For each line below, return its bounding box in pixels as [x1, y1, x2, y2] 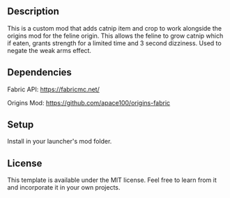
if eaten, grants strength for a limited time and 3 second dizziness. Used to [7, 38, 222, 47]
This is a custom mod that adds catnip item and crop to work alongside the [7, 24, 222, 32]
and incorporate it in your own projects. [7, 183, 121, 192]
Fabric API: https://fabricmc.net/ [7, 85, 100, 93]
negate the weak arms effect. [7, 46, 92, 54]
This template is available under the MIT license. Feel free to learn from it [7, 176, 217, 184]
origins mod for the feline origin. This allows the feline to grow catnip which [7, 31, 224, 40]
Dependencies [7, 66, 72, 79]
